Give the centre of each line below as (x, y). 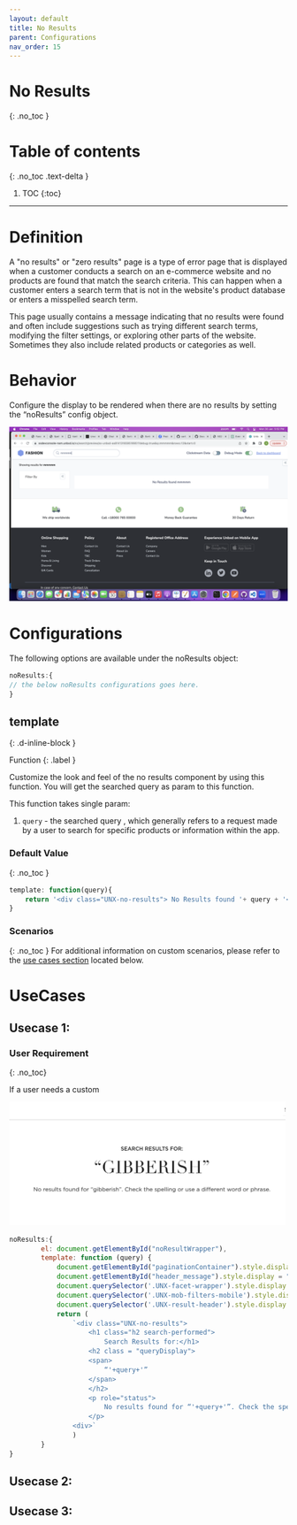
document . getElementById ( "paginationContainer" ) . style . (161, 1268)
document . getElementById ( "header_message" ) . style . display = (169, 1277)
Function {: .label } (43, 760)
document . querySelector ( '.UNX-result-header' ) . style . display (171, 1305)
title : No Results (43, 28)
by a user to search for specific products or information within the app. (151, 831)
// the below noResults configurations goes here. (104, 685)
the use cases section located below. (76, 960)
